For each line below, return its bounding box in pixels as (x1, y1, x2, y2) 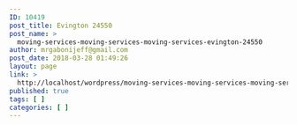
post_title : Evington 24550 (9, 21, 113, 30)
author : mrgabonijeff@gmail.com (9, 46, 128, 55)
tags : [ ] (9, 94, 46, 104)
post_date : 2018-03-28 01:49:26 (9, 54, 128, 62)
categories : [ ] (9, 103, 69, 112)
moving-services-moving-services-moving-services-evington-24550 (17, 37, 263, 47)
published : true (9, 86, 69, 95)
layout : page (9, 62, 57, 71)
